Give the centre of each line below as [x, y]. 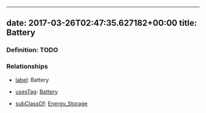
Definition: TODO [32, 50]
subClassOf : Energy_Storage [51, 103]
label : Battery [32, 79]
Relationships [27, 67]
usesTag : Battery [36, 92]
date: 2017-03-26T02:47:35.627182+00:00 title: [102, 23]
